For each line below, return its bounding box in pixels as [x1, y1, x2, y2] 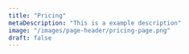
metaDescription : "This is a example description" [8, 19, 182, 27]
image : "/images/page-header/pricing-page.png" [8, 26, 171, 34]
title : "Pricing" [8, 11, 67, 20]
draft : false [8, 33, 52, 42]
